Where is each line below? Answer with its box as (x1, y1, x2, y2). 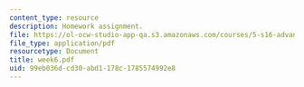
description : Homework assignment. (9, 22, 144, 31)
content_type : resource (9, 13, 100, 23)
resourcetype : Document (9, 47, 100, 56)
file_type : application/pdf (9, 38, 116, 48)
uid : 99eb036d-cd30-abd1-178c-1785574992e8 (9, 64, 176, 73)
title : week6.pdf (9, 55, 75, 64)
